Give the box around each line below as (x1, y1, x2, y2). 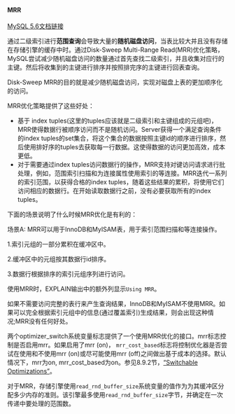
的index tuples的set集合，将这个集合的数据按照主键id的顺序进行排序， (17, 134, 220, 143)
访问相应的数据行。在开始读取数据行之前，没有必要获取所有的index (17, 186, 211, 195)
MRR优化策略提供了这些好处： (7, 102, 94, 110)
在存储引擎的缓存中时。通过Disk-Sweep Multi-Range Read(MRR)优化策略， (7, 46, 224, 54)
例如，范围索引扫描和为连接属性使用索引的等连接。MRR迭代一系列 (36, 169, 227, 178)
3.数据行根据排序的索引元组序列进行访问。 (7, 270, 129, 278)
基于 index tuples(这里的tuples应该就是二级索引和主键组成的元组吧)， (17, 116, 218, 125)
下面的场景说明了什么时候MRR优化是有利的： (7, 210, 138, 219)
